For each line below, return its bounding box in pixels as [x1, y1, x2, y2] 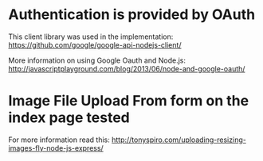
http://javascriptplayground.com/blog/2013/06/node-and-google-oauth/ [8, 63, 245, 73]
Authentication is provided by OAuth [8, 6, 256, 24]
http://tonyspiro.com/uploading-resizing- [111, 135, 247, 144]
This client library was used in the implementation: [8, 32, 174, 41]
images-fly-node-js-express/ [8, 143, 104, 152]
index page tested [8, 109, 130, 127]
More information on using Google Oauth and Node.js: [8, 56, 186, 65]
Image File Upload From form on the [8, 92, 249, 110]
